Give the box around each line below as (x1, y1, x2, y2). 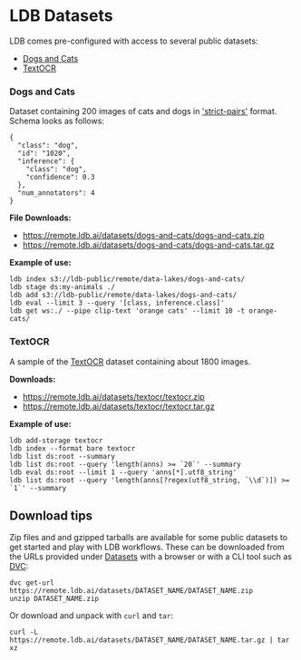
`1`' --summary (9, 483, 67, 492)
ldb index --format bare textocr (9, 443, 136, 453)
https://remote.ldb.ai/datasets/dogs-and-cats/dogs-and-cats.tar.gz (22, 239, 275, 250)
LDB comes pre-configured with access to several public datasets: (9, 35, 258, 46)
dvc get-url (9, 578, 54, 587)
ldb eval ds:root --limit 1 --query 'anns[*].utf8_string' (9, 468, 238, 477)
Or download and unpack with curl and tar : (9, 610, 174, 621)
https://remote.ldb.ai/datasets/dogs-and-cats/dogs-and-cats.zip (22, 230, 265, 241)
